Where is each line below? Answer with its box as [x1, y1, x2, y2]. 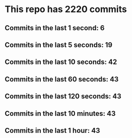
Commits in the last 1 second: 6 [5, 24, 105, 32]
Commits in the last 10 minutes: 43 [5, 109, 116, 118]
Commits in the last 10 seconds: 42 [5, 58, 117, 66]
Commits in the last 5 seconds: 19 [5, 40, 113, 49]
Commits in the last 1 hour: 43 [5, 126, 100, 134]
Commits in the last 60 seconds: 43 [5, 75, 119, 84]
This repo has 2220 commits [5, 4, 127, 15]
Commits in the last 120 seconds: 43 [5, 92, 121, 101]
